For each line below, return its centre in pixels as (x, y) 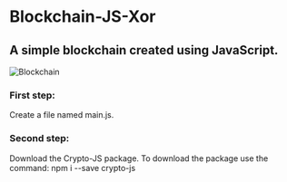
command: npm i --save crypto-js (73, 168)
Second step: (40, 139)
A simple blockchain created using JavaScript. (144, 50)
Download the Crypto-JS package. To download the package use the (139, 158)
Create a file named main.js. (62, 115)
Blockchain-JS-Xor (83, 17)
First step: (33, 95)
